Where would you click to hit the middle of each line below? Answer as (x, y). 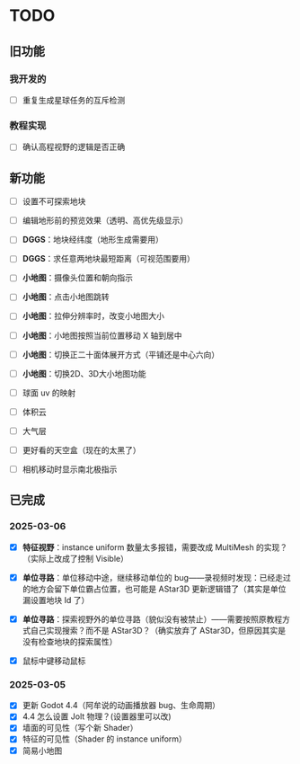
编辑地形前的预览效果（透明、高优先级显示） (105, 220)
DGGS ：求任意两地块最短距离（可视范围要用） (109, 259)
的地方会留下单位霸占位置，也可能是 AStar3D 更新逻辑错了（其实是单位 (154, 589)
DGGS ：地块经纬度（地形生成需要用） (93, 240)
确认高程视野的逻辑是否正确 (74, 147)
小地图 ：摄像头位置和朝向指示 (77, 278)
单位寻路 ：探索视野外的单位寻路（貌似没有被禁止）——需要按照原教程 (152, 619)
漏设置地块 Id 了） (56, 600)
